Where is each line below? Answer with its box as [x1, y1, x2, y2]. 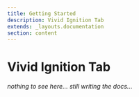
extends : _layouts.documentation [7, 23, 104, 30]
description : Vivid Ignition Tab [7, 17, 104, 24]
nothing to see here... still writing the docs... [7, 82, 133, 91]
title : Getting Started [7, 10, 76, 17]
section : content [7, 29, 58, 37]
